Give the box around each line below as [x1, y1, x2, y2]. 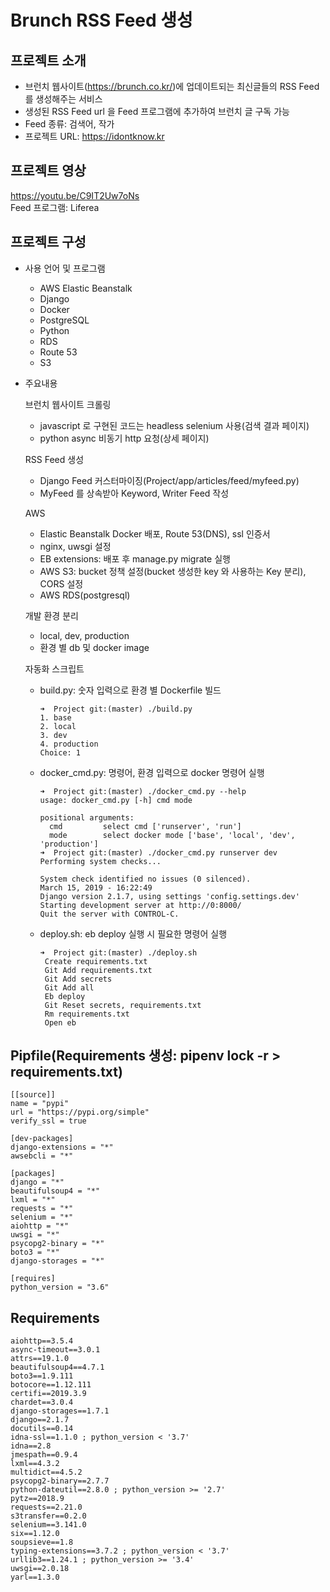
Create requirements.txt [44, 956, 148, 966]
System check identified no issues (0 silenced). [39, 874, 252, 884]
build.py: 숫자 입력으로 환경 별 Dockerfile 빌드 [39, 684, 222, 696]
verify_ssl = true [10, 1116, 87, 1126]
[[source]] [10, 1090, 56, 1100]
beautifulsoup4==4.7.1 [10, 1362, 105, 1373]
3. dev [39, 730, 68, 740]
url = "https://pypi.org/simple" [10, 1107, 150, 1118]
